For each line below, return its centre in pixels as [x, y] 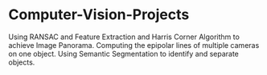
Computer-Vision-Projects [99, 15]
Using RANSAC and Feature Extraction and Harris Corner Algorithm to [124, 37]
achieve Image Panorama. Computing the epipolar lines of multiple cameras [134, 45]
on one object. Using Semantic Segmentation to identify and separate [124, 53]
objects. [22, 62]
